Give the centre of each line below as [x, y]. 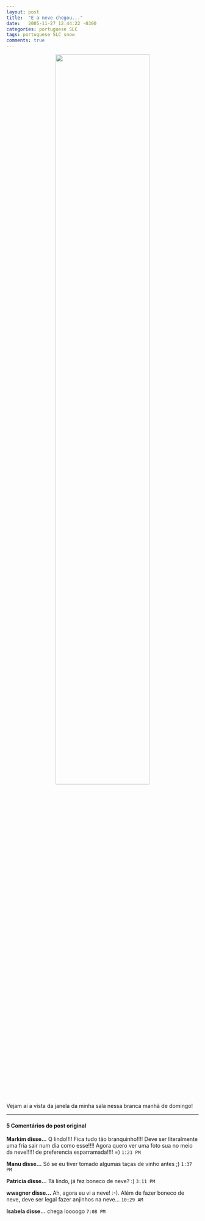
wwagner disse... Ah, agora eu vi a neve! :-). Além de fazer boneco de [95, 1193]
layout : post [23, 12]
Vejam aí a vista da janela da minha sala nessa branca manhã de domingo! [100, 1106]
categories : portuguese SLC [42, 29]
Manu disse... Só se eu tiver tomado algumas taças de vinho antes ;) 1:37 [99, 1164]
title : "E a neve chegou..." [45, 18]
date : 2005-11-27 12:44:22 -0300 [52, 23]
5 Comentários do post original [46, 1126]
